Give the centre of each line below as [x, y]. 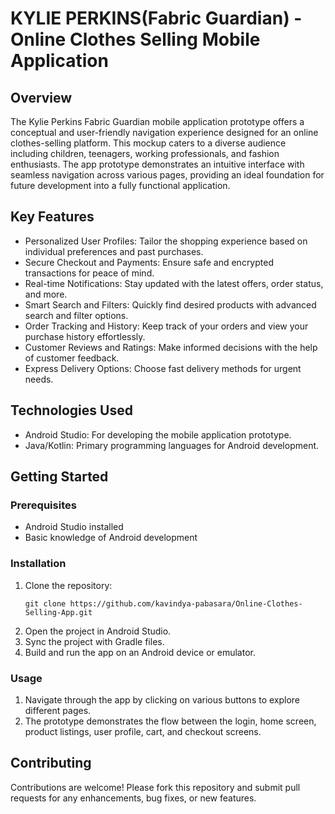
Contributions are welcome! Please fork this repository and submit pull [155, 787]
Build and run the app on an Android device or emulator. [140, 652]
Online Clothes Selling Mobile [135, 39]
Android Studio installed [74, 527]
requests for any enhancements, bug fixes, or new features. [133, 798]
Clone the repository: [68, 585]
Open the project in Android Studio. [98, 631]
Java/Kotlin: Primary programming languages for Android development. [172, 445]
